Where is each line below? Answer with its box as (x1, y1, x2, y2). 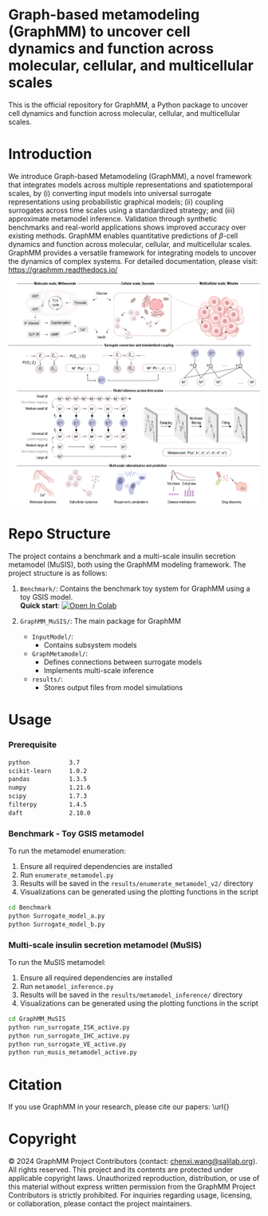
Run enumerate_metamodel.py (19, 870, 114, 880)
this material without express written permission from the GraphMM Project (8, 1182, 256, 1192)
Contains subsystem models (43, 640, 137, 650)
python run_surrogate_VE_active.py (8, 1040, 127, 1048)
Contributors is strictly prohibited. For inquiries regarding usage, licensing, (8, 1190, 253, 1200)
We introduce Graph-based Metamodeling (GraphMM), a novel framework (8, 171, 253, 181)
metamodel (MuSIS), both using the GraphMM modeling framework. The (8, 560, 246, 569)
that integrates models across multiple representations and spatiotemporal (8, 180, 254, 189)
